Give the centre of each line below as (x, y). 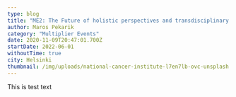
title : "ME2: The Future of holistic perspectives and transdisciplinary (118, 21)
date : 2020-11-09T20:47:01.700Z (55, 40)
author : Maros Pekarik (41, 27)
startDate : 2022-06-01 (41, 47)
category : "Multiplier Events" (53, 34)
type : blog (23, 14)
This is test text (30, 86)
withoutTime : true (34, 54)
